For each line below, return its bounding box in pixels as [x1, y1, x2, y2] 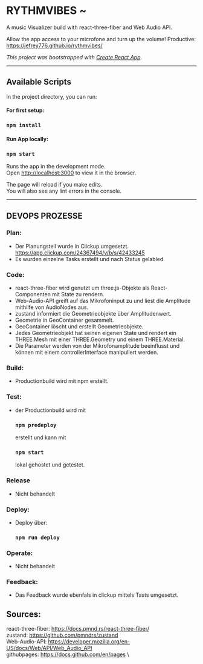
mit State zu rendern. [52, 291, 105, 298]
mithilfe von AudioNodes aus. [14, 304, 89, 311]
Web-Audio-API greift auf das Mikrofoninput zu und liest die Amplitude [14, 297, 191, 305]
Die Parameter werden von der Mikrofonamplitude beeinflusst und [14, 342, 180, 350]
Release [6, 476, 31, 485]
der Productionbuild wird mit [14, 407, 86, 414]
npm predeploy [14, 422, 57, 428]
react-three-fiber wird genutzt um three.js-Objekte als [14, 284, 150, 291]
